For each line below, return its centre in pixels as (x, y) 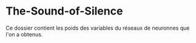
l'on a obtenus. (24, 34)
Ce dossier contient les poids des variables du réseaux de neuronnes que (98, 28)
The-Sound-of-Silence (64, 11)
